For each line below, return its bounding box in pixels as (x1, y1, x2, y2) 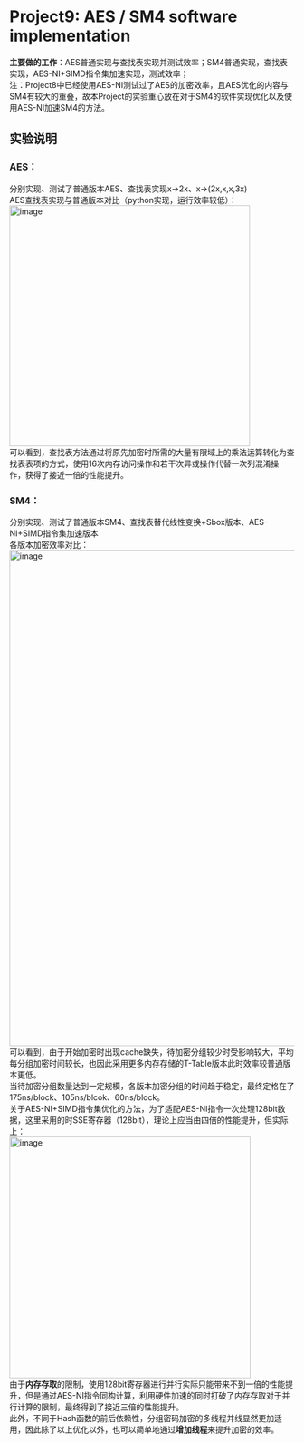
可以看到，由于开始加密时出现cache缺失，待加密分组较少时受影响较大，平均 (9, 1046, 294, 1058)
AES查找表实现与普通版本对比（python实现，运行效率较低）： (9, 194, 237, 205)
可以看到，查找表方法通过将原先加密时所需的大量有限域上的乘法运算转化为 (9, 446, 287, 457)
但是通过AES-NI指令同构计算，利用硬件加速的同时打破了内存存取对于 (24, 1389, 282, 1400)
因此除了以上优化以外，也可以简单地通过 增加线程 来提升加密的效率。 (24, 1424, 279, 1435)
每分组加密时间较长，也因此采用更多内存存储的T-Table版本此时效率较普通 (9, 1058, 283, 1068)
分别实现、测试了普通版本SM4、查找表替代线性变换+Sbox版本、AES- (9, 516, 269, 527)
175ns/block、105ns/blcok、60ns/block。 (9, 1091, 166, 1103)
